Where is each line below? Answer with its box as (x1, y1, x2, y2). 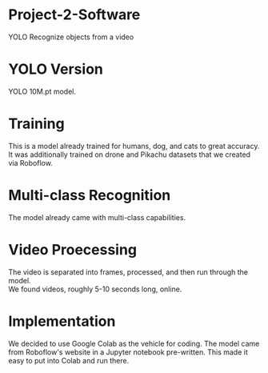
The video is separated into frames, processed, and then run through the (8, 267, 249, 277)
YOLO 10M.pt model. (8, 86, 77, 96)
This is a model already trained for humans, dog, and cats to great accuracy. (8, 141, 260, 150)
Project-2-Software (8, 6, 141, 24)
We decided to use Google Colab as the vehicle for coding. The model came (8, 339, 260, 348)
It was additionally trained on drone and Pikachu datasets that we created (8, 150, 250, 159)
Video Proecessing (8, 240, 138, 259)
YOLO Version (8, 60, 104, 78)
